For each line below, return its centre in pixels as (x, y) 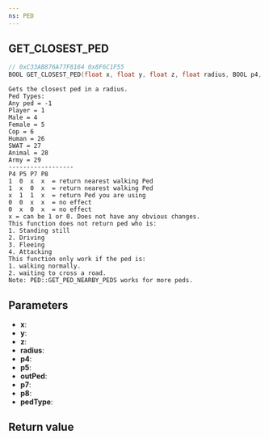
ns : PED (21, 16)
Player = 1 (27, 111)
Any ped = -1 (30, 103)
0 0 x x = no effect (50, 203)
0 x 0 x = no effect (50, 210)
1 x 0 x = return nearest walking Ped (81, 188)
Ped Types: (27, 97)
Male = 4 (23, 118)
